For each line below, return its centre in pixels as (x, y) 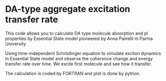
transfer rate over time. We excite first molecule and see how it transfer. (79, 64)
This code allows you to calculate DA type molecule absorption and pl (77, 33)
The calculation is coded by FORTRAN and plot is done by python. (73, 73)
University (16, 43)
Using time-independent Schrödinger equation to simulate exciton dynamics (83, 53)
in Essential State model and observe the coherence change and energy (79, 58)
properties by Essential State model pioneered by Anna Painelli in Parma (79, 39)
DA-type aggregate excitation (68, 9)
